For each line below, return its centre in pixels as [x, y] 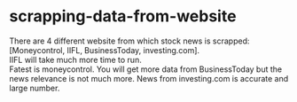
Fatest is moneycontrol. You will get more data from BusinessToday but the [145, 69]
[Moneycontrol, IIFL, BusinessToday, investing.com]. [105, 50]
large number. [35, 88]
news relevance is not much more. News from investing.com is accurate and [149, 78]
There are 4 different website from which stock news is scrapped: [129, 41]
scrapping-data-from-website [123, 16]
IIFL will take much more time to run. [75, 59]
